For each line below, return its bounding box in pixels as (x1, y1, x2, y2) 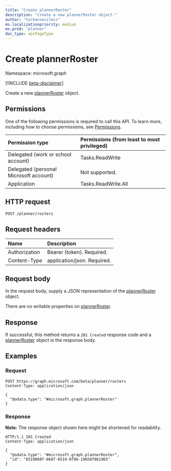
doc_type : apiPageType (5, 31, 53, 36)
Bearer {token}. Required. (47, 249, 108, 256)
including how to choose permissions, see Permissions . (5, 124, 122, 130)
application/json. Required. (47, 257, 111, 264)
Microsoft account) (8, 172, 54, 179)
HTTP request (5, 198, 51, 206)
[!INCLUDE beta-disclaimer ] (5, 80, 64, 86)
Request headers (5, 225, 61, 233)
